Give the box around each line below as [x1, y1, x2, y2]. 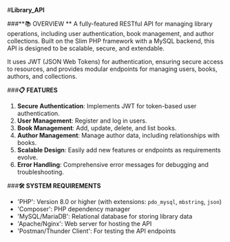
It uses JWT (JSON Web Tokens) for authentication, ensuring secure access [7, 58, 224, 65]
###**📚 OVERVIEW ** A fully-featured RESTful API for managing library [7, 20, 213, 28]
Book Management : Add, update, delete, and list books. [17, 124, 177, 132]
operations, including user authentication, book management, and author [7, 30, 214, 37]
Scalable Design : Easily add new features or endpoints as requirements [17, 146, 221, 154]
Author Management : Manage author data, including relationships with [17, 131, 220, 139]
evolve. [17, 153, 38, 161]
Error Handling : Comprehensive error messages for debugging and [17, 161, 209, 168]
